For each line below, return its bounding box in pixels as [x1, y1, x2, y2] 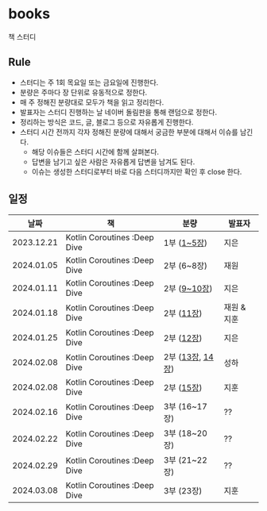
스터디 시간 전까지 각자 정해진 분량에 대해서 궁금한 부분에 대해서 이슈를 [19, 127, 238, 136]
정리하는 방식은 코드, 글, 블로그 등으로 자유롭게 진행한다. [19, 117, 194, 127]
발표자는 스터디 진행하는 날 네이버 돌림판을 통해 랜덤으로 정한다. [19, 107, 217, 117]
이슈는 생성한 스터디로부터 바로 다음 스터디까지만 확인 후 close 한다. [31, 167, 242, 176]
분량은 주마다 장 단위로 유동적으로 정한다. [19, 87, 148, 97]
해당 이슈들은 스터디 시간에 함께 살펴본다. [31, 147, 160, 156]
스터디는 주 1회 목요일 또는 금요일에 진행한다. [19, 77, 159, 87]
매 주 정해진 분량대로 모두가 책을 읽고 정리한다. [19, 97, 164, 107]
